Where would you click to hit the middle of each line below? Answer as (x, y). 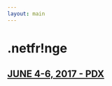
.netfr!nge (37, 48)
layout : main (26, 14)
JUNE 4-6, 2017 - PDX (56, 74)
